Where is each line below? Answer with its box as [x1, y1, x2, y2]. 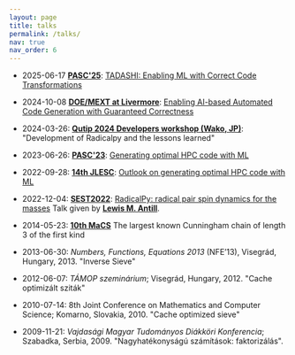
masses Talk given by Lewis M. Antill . [21, 203, 161, 213]
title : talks [9, 21, 57, 30]
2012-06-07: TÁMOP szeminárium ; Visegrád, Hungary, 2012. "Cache [21, 274, 273, 284]
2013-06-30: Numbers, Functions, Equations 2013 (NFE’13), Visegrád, [21, 247, 276, 258]
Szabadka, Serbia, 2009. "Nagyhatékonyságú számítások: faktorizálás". [21, 336, 284, 346]
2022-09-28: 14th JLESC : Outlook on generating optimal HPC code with [21, 167, 285, 178]
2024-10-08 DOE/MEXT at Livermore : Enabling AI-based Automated [21, 96, 274, 107]
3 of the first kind [21, 229, 86, 240]
